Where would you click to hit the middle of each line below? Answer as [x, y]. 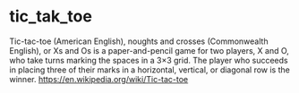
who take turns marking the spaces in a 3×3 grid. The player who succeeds [149, 60]
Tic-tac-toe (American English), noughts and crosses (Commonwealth [139, 41]
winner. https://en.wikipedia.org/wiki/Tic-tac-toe [99, 79]
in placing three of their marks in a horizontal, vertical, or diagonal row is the [150, 70]
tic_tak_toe [51, 17]
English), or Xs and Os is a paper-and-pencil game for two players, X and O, [149, 50]
